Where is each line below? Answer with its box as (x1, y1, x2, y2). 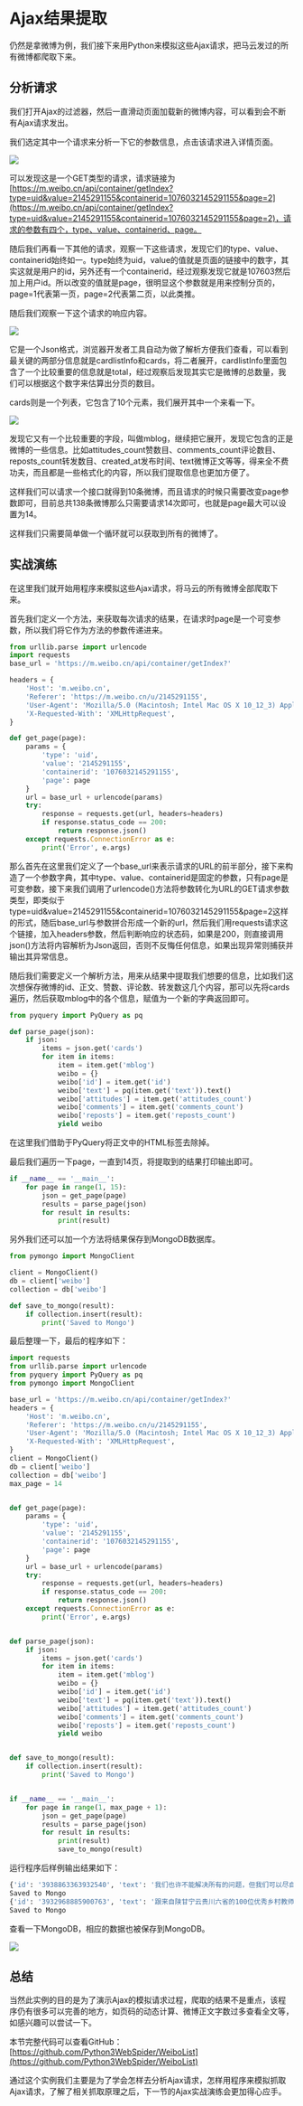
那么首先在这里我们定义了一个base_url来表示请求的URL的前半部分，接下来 (9, 860, 286, 871)
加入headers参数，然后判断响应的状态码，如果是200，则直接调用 (40, 928, 284, 939)
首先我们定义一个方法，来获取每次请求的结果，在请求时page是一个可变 (9, 613, 273, 624)
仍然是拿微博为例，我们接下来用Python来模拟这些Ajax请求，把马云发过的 (9, 40, 281, 51)
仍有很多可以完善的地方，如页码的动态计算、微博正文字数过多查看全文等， (16, 2006, 294, 2017)
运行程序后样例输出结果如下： (9, 1863, 120, 1874)
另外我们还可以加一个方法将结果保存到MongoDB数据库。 (9, 1234, 221, 1245)
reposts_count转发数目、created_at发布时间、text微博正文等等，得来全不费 (9, 456, 289, 466)
